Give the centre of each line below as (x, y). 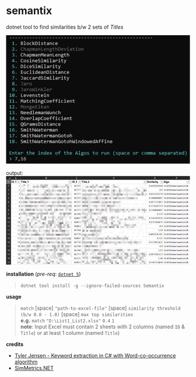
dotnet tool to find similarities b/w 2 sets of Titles (65, 27)
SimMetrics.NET (34, 368)
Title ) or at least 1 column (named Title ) (70, 333)
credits (15, 344)
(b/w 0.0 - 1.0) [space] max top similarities (77, 314)
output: (15, 173)
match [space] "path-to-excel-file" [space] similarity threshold (100, 308)
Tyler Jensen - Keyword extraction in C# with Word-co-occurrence (95, 355)
